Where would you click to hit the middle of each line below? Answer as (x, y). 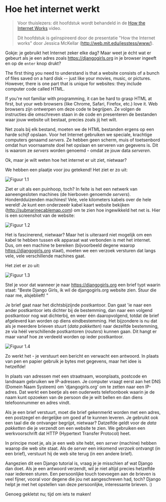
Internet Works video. (39, 28)
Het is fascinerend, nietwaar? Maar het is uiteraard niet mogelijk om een (79, 234)
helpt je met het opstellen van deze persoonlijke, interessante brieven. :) (79, 484)
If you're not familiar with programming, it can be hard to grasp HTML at (79, 99)
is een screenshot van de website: (40, 215)
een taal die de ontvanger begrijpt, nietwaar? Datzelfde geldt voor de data (81, 423)
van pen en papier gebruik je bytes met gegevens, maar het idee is (73, 361)
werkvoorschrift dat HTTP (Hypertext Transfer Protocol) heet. (68, 433)
